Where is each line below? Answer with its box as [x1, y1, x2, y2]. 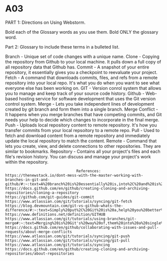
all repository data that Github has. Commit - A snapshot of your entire [5, 64, 150, 70]
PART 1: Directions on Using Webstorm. [5, 19, 86, 25]
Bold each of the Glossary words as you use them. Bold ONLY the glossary [5, 29, 159, 35]
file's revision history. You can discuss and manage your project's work [5, 153, 151, 159]
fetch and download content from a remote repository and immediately [5, 132, 150, 138]
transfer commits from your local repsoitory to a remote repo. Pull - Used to [5, 127, 160, 133]
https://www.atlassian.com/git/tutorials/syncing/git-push [5, 234, 130, 239]
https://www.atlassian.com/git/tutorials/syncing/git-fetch [5, 199, 133, 204]
